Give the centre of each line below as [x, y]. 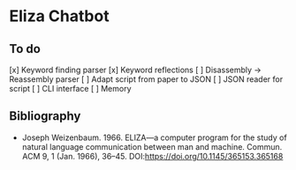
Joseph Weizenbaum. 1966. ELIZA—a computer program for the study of [154, 137]
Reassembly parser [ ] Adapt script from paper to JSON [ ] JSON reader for [146, 79]
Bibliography [45, 116]
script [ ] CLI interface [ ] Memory [70, 89]
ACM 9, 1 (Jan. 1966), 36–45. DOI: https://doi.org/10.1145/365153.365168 [152, 156]
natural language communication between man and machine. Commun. [152, 146]
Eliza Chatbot [59, 16]
